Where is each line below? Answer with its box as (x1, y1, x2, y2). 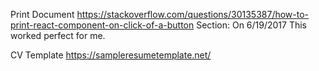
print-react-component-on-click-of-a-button (10, 19, 195, 31)
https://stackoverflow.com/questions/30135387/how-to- (76, 9, 310, 20)
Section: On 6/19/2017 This (196, 19, 308, 31)
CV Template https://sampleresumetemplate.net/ (10, 49, 212, 61)
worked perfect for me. (10, 30, 106, 41)
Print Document (10, 9, 75, 20)
